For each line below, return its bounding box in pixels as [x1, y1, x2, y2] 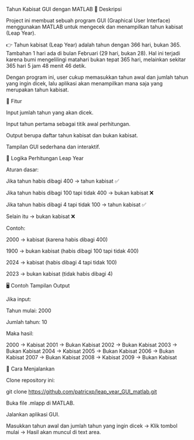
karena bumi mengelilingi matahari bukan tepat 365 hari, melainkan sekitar [6, 56, 186, 63]
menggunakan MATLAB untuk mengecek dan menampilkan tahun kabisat [6, 24, 183, 30]
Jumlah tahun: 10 [6, 319, 47, 325]
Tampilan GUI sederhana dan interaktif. [6, 143, 101, 150]
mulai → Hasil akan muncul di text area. [6, 429, 101, 435]
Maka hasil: [6, 330, 34, 337]
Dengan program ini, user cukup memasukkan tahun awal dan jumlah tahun [6, 74, 189, 81]
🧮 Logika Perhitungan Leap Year [6, 155, 84, 161]
